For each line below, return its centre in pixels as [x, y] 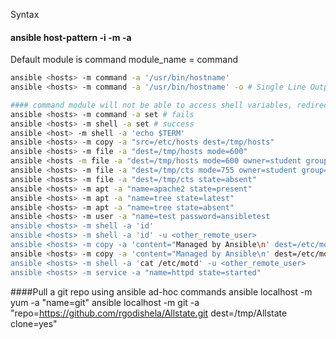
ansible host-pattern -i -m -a [71, 37]
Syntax [25, 14]
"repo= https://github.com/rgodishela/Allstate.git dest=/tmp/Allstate [149, 313]
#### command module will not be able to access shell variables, [151, 105]
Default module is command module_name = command [124, 60]
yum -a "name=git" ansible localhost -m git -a [105, 302]
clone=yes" [34, 323]
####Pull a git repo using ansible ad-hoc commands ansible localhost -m [161, 291]
